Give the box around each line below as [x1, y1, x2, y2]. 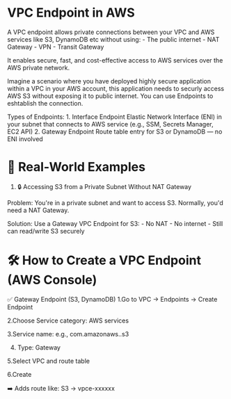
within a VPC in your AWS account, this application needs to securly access [7, 84, 225, 92]
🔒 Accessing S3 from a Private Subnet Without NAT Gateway [17, 182, 192, 190]
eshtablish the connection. [7, 99, 83, 107]
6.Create [7, 370, 32, 378]
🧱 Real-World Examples [7, 159, 146, 175]
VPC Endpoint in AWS [7, 5, 135, 21]
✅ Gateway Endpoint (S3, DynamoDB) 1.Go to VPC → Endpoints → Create [7, 295, 218, 303]
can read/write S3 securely [7, 227, 85, 235]
